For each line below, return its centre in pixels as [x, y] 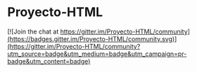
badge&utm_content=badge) [49, 61]
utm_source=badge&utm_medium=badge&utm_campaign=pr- [97, 54]
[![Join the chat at [33, 31]
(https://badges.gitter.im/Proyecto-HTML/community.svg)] [92, 38]
